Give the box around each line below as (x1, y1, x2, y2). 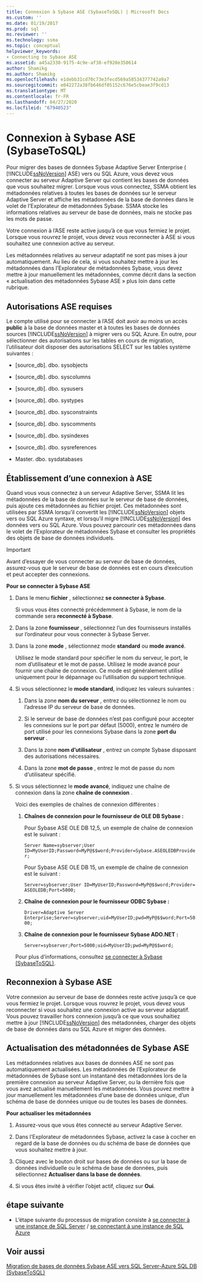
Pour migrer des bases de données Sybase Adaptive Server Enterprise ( (6, 164, 187, 171)
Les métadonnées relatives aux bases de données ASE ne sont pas (6, 1059, 174, 1066)
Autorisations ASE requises (6, 301, 112, 312)
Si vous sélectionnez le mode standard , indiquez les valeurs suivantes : (15, 685, 195, 693)
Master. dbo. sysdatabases (15, 455, 83, 463)
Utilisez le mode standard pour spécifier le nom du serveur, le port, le (15, 654, 188, 662)
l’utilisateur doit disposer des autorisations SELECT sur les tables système (6, 343, 191, 351)
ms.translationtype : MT (6, 88, 67, 94)
